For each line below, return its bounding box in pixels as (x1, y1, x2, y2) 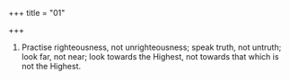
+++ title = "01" (8, 8, 66, 18)
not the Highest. (21, 61, 82, 71)
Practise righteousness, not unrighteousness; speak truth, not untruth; (21, 42, 282, 52)
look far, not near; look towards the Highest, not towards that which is (21, 52, 279, 61)
